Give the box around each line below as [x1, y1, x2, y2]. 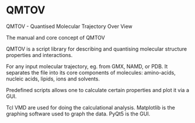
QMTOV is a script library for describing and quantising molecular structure [6, 45, 187, 52]
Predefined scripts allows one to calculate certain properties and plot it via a [6, 86, 190, 93]
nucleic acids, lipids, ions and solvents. [6, 75, 100, 82]
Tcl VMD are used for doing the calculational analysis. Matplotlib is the [6, 104, 175, 111]
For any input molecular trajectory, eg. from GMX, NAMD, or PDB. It [6, 62, 168, 70]
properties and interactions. [6, 51, 73, 58]
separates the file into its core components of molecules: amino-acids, [6, 69, 176, 76]
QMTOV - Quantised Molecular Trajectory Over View [6, 23, 133, 30]
